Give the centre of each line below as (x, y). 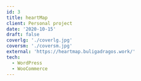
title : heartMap (27, 18)
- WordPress (27, 63)
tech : (13, 57)
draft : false (23, 35)
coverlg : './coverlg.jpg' (39, 40)
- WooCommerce (30, 69)
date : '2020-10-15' (31, 29)
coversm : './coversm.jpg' (39, 46)
